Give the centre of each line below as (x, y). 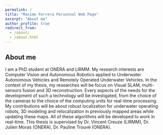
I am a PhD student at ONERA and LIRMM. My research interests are (75, 69)
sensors (13, 90)
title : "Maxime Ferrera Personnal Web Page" (52, 14)
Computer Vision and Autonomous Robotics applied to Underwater (73, 74)
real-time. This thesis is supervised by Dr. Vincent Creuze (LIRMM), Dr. (77, 122)
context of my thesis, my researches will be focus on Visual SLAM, (73, 85)
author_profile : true (27, 23)
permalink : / (19, 10)
